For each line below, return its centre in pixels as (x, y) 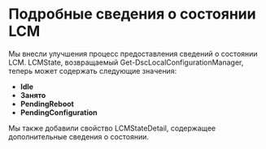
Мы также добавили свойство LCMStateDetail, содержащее (112, 128)
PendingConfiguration (59, 112)
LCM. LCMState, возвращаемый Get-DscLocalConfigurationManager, (126, 62)
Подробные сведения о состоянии (132, 14)
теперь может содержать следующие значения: (93, 70)
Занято (33, 95)
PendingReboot (47, 104)
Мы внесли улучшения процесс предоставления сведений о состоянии (133, 53)
